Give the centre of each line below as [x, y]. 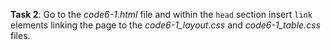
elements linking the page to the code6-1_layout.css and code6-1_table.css [165, 25]
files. [20, 35]
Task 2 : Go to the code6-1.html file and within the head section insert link [161, 14]
